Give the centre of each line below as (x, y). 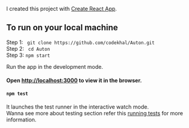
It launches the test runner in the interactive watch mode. (78, 107)
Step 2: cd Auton (28, 48)
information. (22, 120)
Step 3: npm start (28, 55)
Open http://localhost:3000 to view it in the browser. (74, 80)
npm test (17, 94)
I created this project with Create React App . (61, 9)
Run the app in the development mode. (55, 66)
